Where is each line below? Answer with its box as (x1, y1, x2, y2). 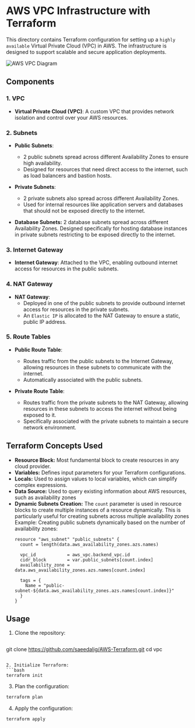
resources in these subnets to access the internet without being (23, 405, 177, 412)
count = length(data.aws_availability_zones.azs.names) (20, 541, 159, 547)
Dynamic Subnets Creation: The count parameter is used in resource (14, 500, 182, 507)
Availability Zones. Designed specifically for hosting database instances (14, 225, 188, 232)
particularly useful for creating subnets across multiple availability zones (14, 512, 189, 520)
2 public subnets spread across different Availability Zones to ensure (23, 153, 189, 160)
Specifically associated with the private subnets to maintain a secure (23, 418, 189, 425)
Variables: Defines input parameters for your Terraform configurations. (14, 469, 186, 476)
